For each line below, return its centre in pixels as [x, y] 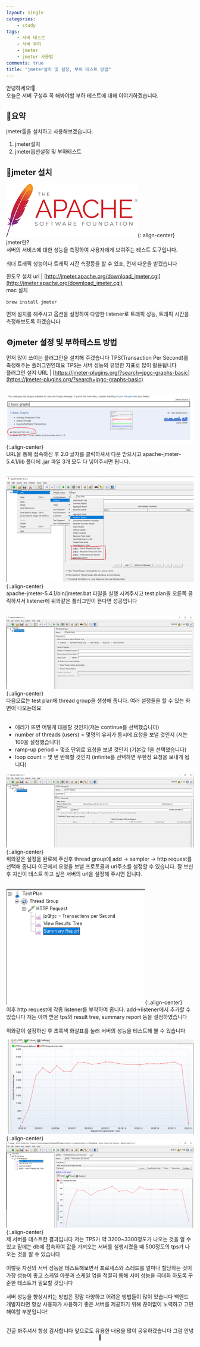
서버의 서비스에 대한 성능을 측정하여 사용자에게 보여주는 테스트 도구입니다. [92, 250]
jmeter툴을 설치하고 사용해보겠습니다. [50, 131]
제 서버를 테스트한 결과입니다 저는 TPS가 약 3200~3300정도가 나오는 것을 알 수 [99, 1239]
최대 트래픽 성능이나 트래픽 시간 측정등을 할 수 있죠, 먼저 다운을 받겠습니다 [92, 264]
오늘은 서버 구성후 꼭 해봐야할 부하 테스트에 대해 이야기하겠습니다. [82, 95]
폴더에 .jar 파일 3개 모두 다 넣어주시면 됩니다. [78, 461]
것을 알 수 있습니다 [39, 1254]
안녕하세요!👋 [21, 88]
